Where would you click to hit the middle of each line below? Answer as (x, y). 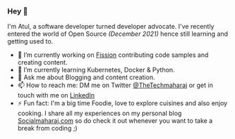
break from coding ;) (47, 128)
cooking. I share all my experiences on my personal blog (100, 113)
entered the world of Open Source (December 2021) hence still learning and (117, 34)
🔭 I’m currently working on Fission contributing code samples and (113, 55)
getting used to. (30, 41)
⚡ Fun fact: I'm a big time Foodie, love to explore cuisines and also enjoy (122, 103)
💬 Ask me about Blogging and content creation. (86, 77)
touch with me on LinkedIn (56, 95)
